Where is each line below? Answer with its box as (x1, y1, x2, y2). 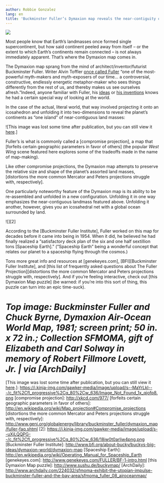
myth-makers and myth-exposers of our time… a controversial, (24, 74, 150, 80)
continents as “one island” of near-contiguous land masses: (5, 115, 126, 120)
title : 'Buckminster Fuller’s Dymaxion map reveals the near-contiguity (5, 16, 156, 21)
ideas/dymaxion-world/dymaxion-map (5, 447, 83, 453)
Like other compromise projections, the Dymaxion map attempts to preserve (5, 164, 159, 170)
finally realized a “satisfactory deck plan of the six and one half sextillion (5, 238, 151, 244)
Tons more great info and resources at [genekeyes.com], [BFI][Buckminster (5, 258, 157, 264)
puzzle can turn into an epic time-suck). (5, 284, 86, 290)
